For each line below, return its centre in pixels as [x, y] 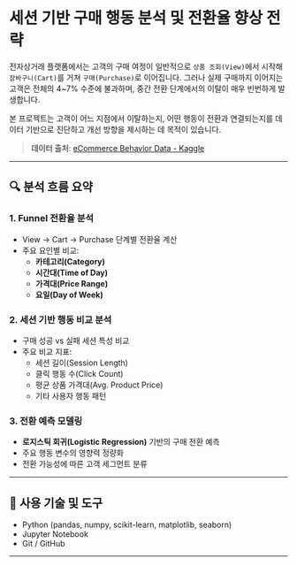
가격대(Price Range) [72, 283]
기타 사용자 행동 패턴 [71, 395]
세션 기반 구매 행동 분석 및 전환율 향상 [136, 18]
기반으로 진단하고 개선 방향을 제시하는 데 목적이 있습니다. [123, 129]
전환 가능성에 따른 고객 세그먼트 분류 [84, 464]
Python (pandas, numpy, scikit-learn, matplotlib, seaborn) [127, 525]
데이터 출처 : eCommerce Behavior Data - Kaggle [118, 148]
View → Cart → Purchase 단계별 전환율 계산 [99, 239]
